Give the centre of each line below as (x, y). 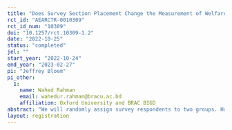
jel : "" (18, 52)
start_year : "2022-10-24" (44, 58)
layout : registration (38, 116)
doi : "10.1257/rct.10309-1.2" (51, 33)
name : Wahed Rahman (48, 90)
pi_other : (21, 77)
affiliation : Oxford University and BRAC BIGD (88, 103)
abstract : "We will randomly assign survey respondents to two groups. (112, 109)
